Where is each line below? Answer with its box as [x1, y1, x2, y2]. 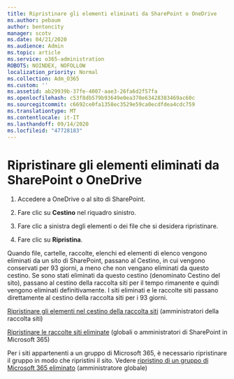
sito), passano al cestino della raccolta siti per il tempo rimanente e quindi [7, 278, 219, 287]
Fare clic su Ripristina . [17, 235, 83, 244]
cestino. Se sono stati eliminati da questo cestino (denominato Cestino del [7, 272, 221, 280]
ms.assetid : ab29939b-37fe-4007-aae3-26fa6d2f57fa [7, 88, 158, 95]
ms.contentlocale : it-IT [7, 114, 80, 121]
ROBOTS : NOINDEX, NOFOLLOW [7, 62, 86, 69]
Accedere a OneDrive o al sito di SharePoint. [17, 195, 145, 203]
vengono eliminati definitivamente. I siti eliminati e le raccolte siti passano [7, 286, 219, 295]
